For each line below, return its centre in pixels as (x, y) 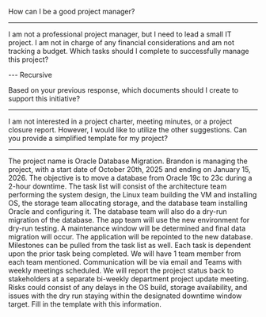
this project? (28, 59)
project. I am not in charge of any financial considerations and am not (122, 42)
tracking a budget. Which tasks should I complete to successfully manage (129, 51)
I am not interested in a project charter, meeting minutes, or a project (120, 121)
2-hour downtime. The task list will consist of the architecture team (118, 186)
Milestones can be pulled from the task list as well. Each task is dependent (130, 245)
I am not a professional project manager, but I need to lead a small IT (120, 34)
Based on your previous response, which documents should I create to (123, 90)
